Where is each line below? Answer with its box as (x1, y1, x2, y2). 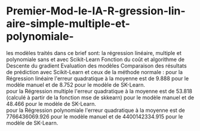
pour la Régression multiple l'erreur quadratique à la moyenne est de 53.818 (6, 87, 193, 95)
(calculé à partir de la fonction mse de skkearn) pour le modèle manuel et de (6, 94, 195, 101)
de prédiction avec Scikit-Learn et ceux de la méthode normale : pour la (6, 68, 183, 75)
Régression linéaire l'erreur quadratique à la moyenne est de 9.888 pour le (6, 75, 189, 82)
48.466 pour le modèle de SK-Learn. (6, 100, 97, 107)
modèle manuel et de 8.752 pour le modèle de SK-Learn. (6, 81, 145, 88)
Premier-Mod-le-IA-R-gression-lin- (6, 4, 186, 18)
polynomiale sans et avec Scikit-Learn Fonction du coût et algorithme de (6, 56, 185, 63)
